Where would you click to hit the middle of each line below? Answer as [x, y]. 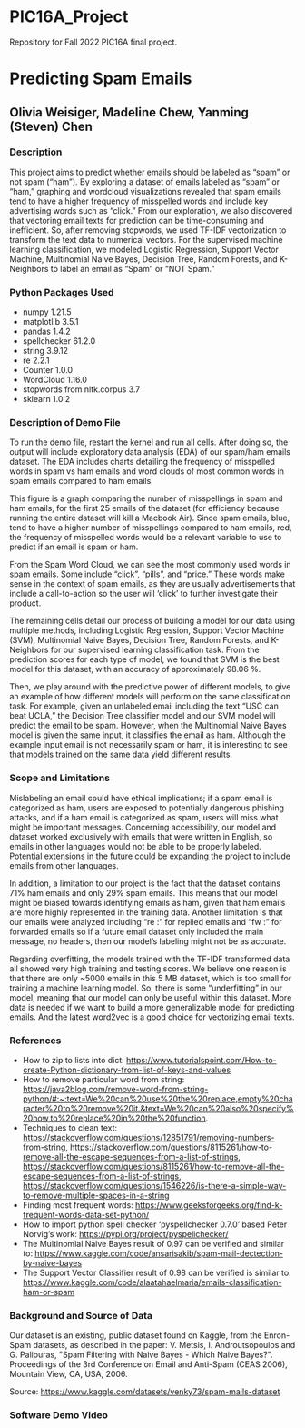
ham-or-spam [49, 1292]
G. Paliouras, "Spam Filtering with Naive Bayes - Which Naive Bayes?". [142, 1355]
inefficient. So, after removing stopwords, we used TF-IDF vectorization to [148, 230]
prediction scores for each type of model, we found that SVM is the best [144, 659]
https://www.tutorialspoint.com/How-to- [201, 1060]
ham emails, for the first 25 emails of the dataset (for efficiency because [144, 508]
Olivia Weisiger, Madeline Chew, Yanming [129, 112]
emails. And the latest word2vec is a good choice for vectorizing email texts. [152, 1017]
